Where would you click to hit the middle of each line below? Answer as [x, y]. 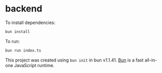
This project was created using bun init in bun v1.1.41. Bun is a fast [74, 60]
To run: [12, 41]
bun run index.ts [23, 50]
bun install [17, 31]
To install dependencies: [30, 22]
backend [24, 9]
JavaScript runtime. [34, 65]
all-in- [151, 60]
